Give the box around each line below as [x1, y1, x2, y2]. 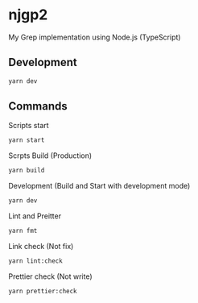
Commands [8, 99, 68, 114]
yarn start [8, 136, 45, 144]
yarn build [8, 167, 45, 175]
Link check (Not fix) [8, 241, 74, 251]
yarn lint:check [8, 256, 63, 265]
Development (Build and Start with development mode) [8, 181, 191, 191]
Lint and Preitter [8, 211, 62, 221]
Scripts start [8, 121, 50, 131]
